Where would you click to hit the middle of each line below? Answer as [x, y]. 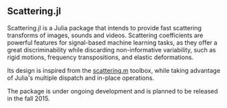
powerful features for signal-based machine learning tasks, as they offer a [112, 42]
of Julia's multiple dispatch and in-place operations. [81, 78]
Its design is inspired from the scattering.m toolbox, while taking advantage [114, 70]
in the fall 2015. [29, 98]
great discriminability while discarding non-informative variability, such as [112, 50]
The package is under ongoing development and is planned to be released [112, 91]
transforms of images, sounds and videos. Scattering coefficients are [105, 35]
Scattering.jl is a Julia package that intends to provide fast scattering [104, 28]
